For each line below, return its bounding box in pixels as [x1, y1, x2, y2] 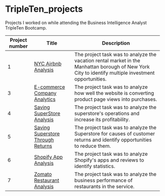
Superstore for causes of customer [74, 130, 155, 137]
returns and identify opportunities [74, 136, 152, 143]
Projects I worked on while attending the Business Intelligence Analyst [5, 20, 147, 26]
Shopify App [34, 153, 63, 160]
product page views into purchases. [74, 96, 157, 103]
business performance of [74, 177, 133, 184]
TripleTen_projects [5, 3, 83, 15]
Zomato [34, 170, 52, 177]
